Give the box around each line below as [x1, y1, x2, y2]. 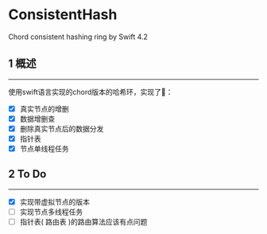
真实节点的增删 [19, 103, 69, 113]
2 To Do [8, 167, 47, 181]
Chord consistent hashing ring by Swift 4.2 [8, 32, 149, 41]
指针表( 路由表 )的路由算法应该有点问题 [19, 217, 148, 226]
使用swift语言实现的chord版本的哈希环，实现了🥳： [8, 87, 173, 96]
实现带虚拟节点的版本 [19, 197, 90, 206]
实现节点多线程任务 [19, 207, 83, 216]
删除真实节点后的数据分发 [19, 123, 104, 133]
